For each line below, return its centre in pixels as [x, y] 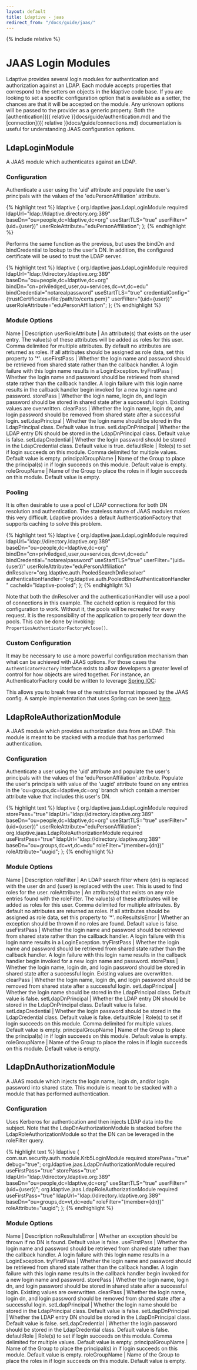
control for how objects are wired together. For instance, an [78, 674]
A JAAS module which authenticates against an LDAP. [71, 162]
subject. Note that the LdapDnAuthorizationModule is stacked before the [94, 1128]
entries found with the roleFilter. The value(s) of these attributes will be [92, 898]
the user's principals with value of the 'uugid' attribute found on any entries [98, 784]
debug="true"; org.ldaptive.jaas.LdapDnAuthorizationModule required [91, 1164]
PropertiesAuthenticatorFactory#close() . [57, 628]
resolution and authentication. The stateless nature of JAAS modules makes [98, 512]
